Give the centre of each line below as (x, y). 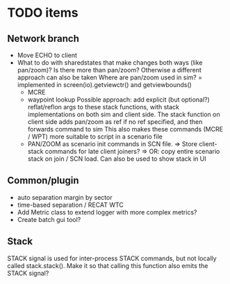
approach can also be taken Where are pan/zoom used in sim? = (110, 77)
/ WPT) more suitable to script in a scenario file (95, 136)
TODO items (43, 13)
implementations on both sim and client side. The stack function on (124, 114)
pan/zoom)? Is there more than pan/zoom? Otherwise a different (109, 70)
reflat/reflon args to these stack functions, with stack (103, 107)
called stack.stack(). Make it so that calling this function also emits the (108, 265)
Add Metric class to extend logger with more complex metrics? (107, 212)
